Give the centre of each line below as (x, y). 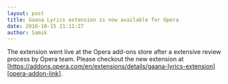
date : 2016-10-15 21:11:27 (46, 26)
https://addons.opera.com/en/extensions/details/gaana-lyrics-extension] (112, 66)
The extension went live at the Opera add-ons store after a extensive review (114, 52)
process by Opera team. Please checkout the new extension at (96, 59)
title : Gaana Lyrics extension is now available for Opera (93, 20)
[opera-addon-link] (34, 74)
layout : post (26, 13)
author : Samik (27, 32)
